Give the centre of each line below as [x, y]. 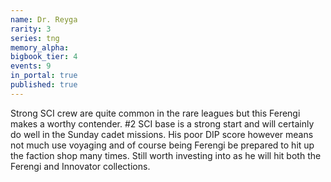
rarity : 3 [31, 29]
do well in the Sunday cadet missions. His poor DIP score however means [162, 134]
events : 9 [31, 66]
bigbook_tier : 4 [44, 57]
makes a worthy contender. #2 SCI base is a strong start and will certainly [162, 123]
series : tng [35, 38]
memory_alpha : [40, 47]
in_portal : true [44, 76]
